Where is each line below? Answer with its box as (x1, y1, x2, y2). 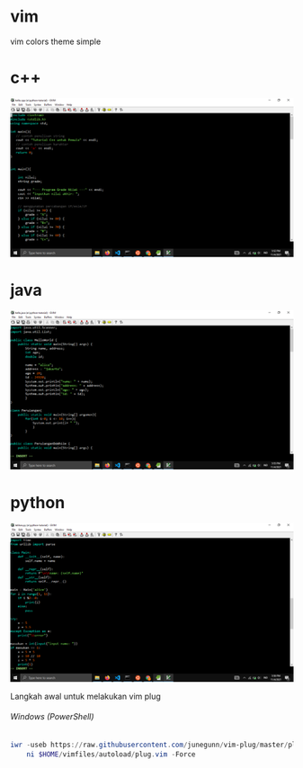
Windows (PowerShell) (10, 711, 94, 722)
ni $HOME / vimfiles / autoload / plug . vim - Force (26, 749, 196, 759)
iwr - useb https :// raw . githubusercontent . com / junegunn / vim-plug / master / (10, 740, 289, 749)
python (10, 493, 66, 513)
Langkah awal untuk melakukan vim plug (10, 691, 161, 701)
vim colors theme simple (10, 36, 102, 47)
